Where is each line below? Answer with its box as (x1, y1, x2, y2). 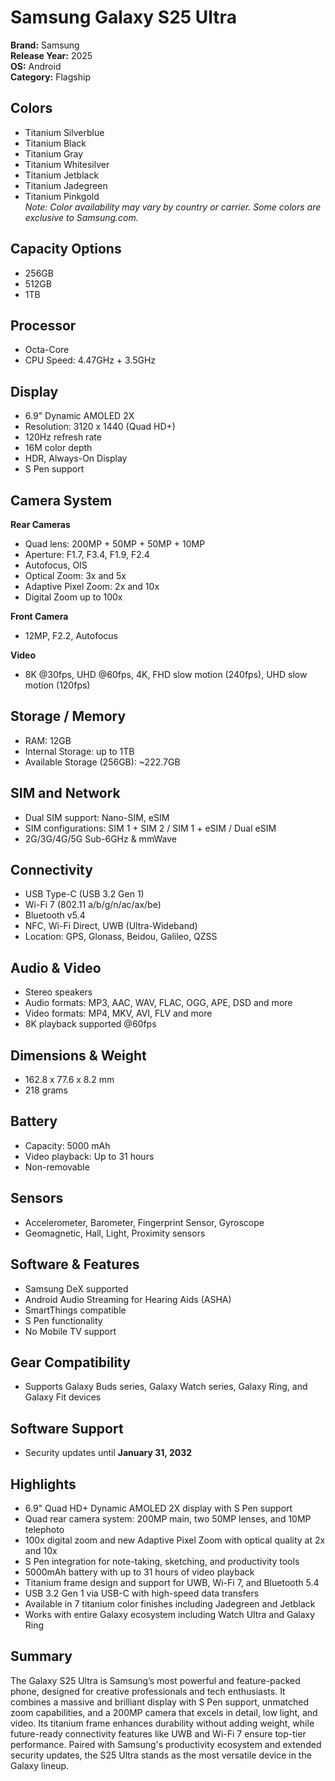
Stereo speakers (24, 986, 93, 998)
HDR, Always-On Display (24, 452, 128, 465)
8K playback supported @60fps (24, 1018, 157, 1030)
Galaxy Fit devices (24, 1391, 102, 1403)
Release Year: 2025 (10, 49, 93, 61)
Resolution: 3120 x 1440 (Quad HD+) (24, 421, 176, 433)
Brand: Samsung (10, 39, 80, 51)
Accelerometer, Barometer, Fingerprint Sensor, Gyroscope (24, 1216, 265, 1228)
